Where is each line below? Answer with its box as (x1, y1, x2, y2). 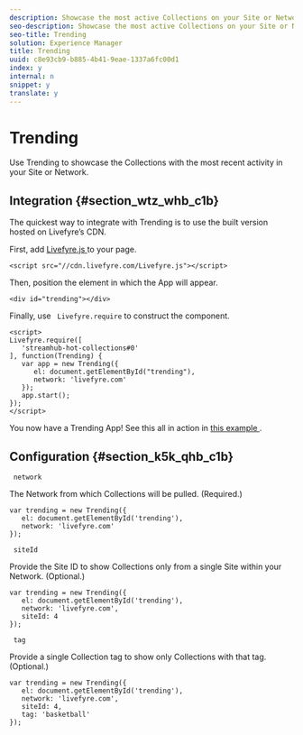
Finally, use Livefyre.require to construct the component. (9, 310, 230, 321)
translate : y (9, 88, 59, 97)
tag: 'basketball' (21, 710, 91, 720)
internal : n (9, 72, 54, 81)
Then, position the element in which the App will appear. (9, 277, 218, 289)
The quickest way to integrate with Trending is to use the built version (9, 217, 269, 228)
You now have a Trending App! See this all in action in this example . (9, 423, 262, 434)
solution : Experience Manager (9, 38, 124, 48)
